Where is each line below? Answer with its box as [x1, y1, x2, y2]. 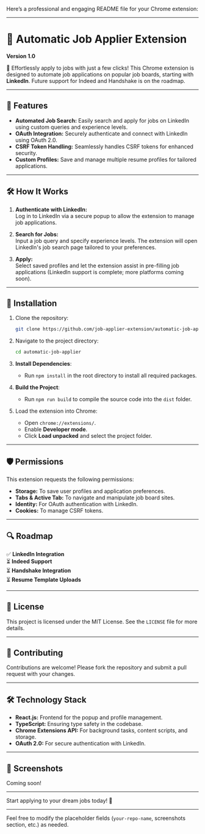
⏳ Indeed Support [6, 557, 52, 565]
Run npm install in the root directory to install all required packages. [24, 372, 197, 379]
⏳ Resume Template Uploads [6, 576, 81, 583]
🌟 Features [6, 101, 48, 111]
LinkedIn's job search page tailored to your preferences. [15, 244, 157, 251]
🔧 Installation [6, 298, 57, 308]
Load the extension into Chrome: [15, 407, 98, 415]
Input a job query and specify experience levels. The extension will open [15, 237, 198, 244]
